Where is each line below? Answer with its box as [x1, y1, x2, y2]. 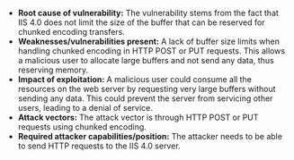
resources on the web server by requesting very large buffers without [17, 84, 276, 94]
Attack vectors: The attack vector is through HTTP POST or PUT [17, 112, 259, 122]
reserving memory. [17, 64, 88, 75]
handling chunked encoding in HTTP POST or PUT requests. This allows [17, 46, 286, 56]
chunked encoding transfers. [17, 27, 126, 37]
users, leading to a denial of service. [17, 103, 153, 113]
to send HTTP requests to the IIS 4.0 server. [17, 140, 182, 151]
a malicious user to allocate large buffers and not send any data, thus [17, 55, 274, 65]
